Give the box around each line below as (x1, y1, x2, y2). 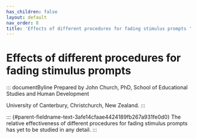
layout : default (6, 14, 47, 20)
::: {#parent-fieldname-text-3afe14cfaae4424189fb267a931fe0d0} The (6, 113, 181, 120)
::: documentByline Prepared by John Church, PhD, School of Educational (6, 84, 188, 91)
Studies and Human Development (6, 90, 89, 98)
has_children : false (6, 8, 58, 15)
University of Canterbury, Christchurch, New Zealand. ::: (6, 102, 146, 109)
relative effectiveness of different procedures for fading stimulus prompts (6, 120, 188, 127)
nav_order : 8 (6, 20, 39, 26)
